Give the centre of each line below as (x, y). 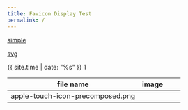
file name (73, 84)
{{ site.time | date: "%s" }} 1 (47, 67)
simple (17, 40)
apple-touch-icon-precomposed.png (73, 96)
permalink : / (26, 20)
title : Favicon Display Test (49, 14)
